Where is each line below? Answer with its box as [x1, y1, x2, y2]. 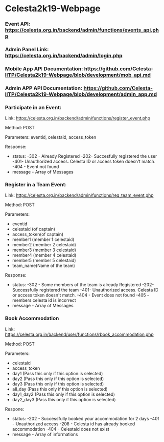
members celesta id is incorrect [12, 297, 76, 303]
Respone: [5, 406, 24, 412]
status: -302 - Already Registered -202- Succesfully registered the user [12, 153, 157, 159]
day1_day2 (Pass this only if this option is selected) [12, 391, 115, 397]
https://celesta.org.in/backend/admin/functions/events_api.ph [5, 27, 159, 33]
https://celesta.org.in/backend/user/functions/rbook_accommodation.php [5, 331, 154, 337]
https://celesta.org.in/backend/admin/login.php [5, 52, 123, 59]
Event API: [5, 21, 31, 28]
